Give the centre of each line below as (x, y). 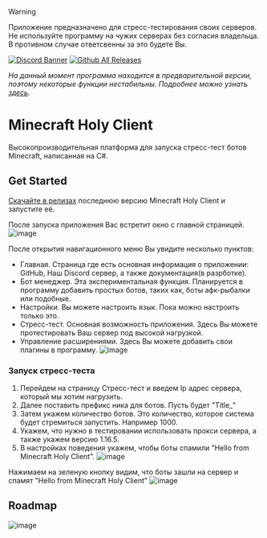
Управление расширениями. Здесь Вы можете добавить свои (126, 341)
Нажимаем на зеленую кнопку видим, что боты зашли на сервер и (123, 472)
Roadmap (33, 506)
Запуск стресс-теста (52, 371)
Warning (22, 12)
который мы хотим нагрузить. (71, 396)
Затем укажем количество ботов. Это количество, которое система (137, 414)
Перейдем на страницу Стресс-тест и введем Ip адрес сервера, (131, 388)
